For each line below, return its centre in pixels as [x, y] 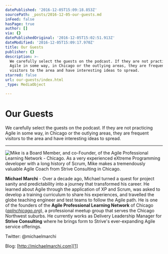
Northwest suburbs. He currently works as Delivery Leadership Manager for [83, 216]
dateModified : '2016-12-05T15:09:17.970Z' [50, 43]
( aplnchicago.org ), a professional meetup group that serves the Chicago [80, 210]
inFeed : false [20, 19]
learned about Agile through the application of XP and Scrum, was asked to [83, 189]
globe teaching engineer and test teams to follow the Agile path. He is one [81, 200]
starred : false [21, 75]
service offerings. [23, 226]
